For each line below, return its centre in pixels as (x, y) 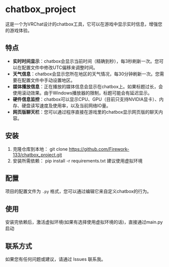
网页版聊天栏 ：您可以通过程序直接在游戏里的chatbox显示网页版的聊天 (86, 112)
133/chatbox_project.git (37, 155)
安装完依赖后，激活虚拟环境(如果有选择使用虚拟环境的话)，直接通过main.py (84, 222)
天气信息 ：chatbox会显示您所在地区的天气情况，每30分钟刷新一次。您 (86, 74)
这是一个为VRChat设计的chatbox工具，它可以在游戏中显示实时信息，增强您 (84, 24)
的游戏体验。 (19, 30)
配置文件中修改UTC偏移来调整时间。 (60, 68)
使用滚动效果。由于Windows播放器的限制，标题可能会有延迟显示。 (82, 93)
